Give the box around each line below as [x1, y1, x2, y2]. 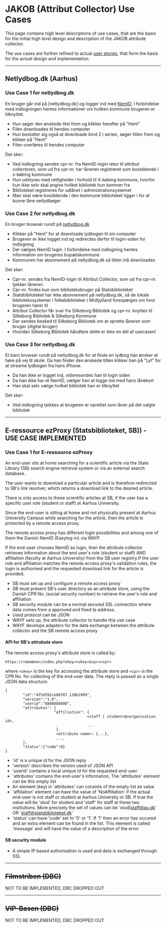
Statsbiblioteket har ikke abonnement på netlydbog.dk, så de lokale [12, 292, 149, 297]
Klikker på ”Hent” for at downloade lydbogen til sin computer [12, 231, 136, 237]
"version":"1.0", [23, 697, 58, 702]
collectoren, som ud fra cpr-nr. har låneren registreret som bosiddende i [12, 166, 159, 172]
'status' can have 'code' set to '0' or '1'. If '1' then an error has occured [12, 815, 157, 821]
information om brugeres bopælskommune [12, 252, 100, 257]
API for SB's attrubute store [5, 639, 63, 645]
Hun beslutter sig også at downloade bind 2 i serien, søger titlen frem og [12, 131, 160, 137]
